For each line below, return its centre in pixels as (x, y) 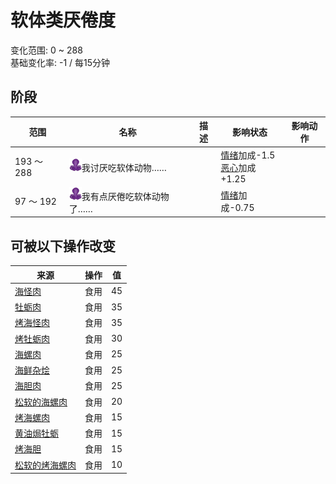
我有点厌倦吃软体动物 (125, 196)
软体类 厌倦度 (63, 20)
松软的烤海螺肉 (45, 465)
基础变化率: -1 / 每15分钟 (60, 62)
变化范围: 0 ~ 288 (46, 50)
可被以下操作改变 (63, 246)
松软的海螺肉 (41, 402)
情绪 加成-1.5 (248, 155)
